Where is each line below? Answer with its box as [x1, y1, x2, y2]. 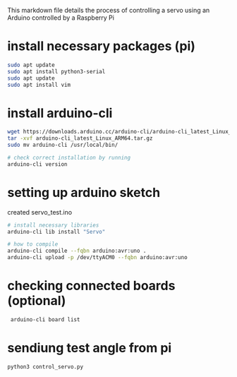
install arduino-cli [7, 105, 113, 121]
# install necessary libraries [7, 222, 99, 229]
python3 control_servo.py [7, 363, 83, 370]
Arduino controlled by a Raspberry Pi [7, 13, 115, 22]
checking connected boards [7, 278, 176, 294]
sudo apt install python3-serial [7, 68, 106, 75]
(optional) [7, 293, 66, 309]
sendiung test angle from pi [7, 340, 172, 356]
